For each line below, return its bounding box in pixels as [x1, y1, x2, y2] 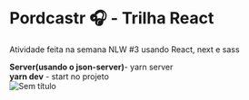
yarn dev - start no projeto [9, 70, 109, 82]
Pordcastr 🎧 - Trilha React [9, 8, 214, 29]
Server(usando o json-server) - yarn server [9, 61, 174, 72]
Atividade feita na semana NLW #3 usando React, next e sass [9, 43, 240, 55]
